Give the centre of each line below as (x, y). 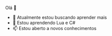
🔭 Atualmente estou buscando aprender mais (60, 17)
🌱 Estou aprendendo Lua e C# (44, 23)
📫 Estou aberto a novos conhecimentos (54, 28)
